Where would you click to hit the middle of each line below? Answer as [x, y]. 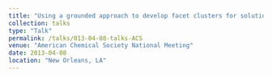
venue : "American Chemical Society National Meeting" [101, 46]
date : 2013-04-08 [38, 53]
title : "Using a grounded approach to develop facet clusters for [123, 16]
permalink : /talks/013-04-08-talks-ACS [76, 38]
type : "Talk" [30, 30]
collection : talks [39, 23]
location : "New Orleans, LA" [57, 61]
